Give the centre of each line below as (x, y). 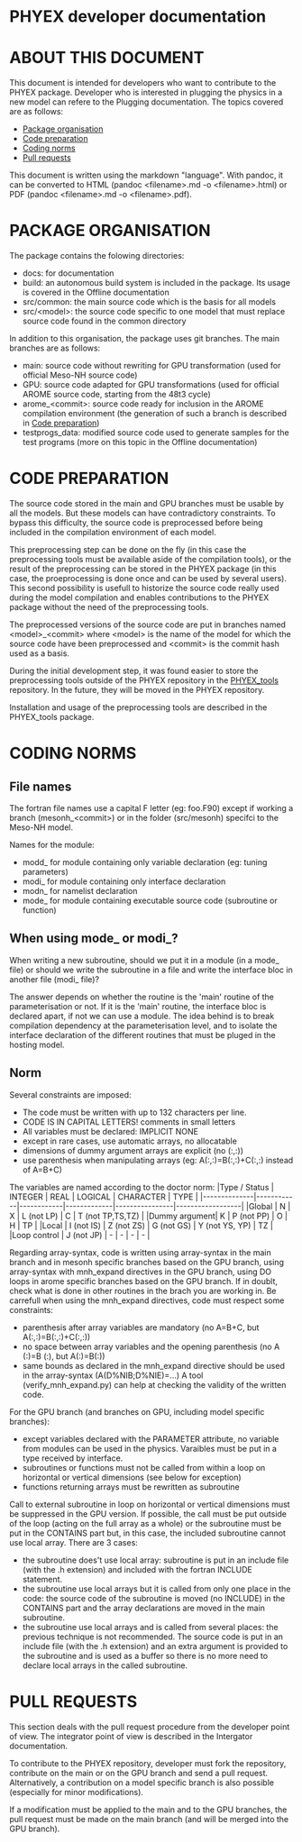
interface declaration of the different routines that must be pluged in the (143, 1035)
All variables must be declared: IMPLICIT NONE (110, 1131)
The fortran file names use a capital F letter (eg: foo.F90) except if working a (151, 808)
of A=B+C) (42, 1170)
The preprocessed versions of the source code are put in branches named (148, 625)
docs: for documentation (68, 273)
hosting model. (37, 1044)
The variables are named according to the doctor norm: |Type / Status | (142, 1187)
